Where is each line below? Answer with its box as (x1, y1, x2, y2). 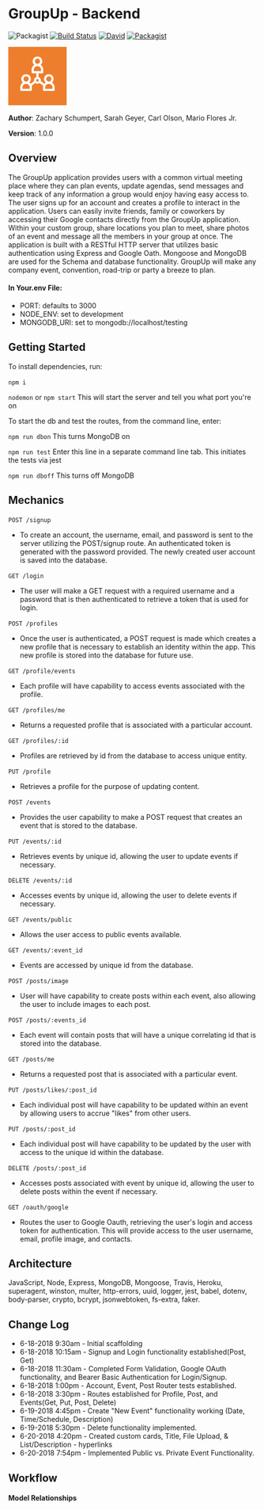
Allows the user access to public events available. (19, 929, 182, 939)
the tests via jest (8, 455, 62, 464)
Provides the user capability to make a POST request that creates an (19, 812, 243, 822)
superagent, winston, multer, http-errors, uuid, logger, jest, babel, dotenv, (8, 1287, 247, 1296)
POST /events (8, 798, 51, 806)
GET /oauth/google (8, 1203, 69, 1211)
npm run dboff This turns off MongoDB (8, 471, 134, 480)
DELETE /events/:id (8, 876, 73, 884)
